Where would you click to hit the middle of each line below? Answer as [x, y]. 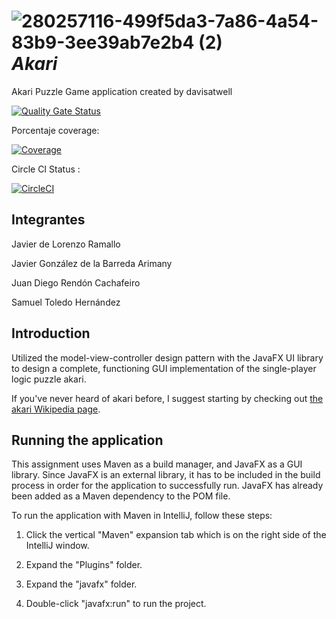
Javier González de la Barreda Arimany [92, 263]
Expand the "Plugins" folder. [84, 565]
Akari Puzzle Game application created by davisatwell [122, 91]
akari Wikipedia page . [56, 409]
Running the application [87, 440]
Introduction [51, 333]
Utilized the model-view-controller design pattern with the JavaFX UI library [167, 357]
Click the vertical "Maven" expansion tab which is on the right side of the [176, 535]
